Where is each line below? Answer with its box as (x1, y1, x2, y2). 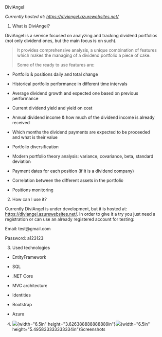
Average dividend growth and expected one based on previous (12, 90, 139, 96)
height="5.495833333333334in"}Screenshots (12, 326, 106, 332)
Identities (12, 292, 31, 298)
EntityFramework (12, 254, 47, 260)
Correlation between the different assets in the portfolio (12, 178, 124, 183)
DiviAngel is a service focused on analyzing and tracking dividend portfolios (5, 33, 158, 38)
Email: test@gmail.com (5, 226, 51, 231)
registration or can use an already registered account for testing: (5, 216, 135, 222)
